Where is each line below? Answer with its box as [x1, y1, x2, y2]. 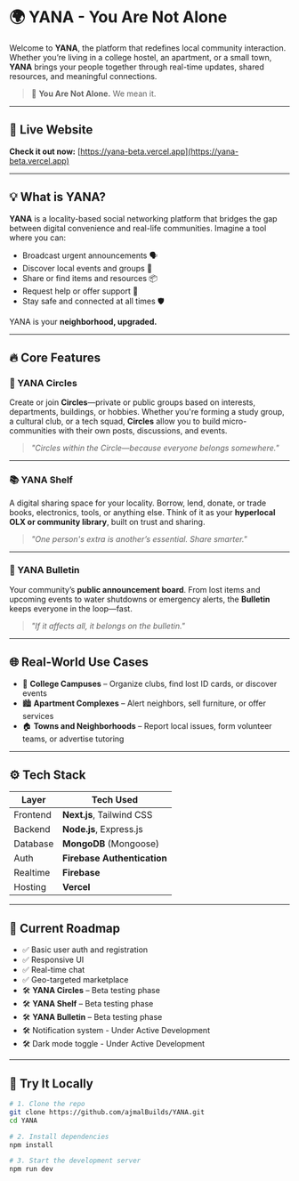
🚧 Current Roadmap [9, 920, 120, 935]
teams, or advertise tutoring [21, 733, 125, 744]
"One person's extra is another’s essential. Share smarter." [30, 533, 247, 544]
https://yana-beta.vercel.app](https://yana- [79, 146, 239, 157]
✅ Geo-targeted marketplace [21, 975, 129, 985]
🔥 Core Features [9, 350, 101, 365]
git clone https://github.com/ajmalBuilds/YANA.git [9, 1107, 205, 1117]
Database [13, 837, 54, 850]
